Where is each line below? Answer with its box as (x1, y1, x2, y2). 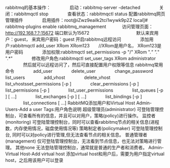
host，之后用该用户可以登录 (5, 157, 63, 163)
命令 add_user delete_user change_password (5, 68, 153, 74)
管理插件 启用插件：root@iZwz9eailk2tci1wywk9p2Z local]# (5, 17, 148, 23)
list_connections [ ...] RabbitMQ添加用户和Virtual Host (22, 100, 135, 106)
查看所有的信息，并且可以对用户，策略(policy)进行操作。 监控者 (22, 113, 156, 119)
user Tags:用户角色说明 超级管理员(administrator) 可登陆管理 (32, 106, 160, 112)
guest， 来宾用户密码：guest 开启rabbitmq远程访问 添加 (14, 36, 149, 42)
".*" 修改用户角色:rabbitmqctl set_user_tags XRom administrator (5, 55, 156, 61)
